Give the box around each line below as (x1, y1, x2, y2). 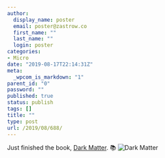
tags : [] (7, 105, 32, 112)
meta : (7, 67, 23, 74)
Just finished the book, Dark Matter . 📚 (7, 144, 116, 152)
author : (7, 10, 29, 17)
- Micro (7, 55, 29, 62)
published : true (7, 93, 53, 100)
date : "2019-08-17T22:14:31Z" (7, 61, 94, 68)
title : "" (7, 111, 36, 118)
